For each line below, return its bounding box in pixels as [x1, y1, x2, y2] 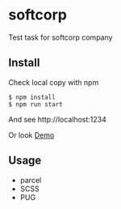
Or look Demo [8, 130, 55, 139]
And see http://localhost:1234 [8, 114, 106, 124]
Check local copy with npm [8, 77, 99, 87]
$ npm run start [8, 100, 63, 109]
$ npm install [8, 93, 56, 101]
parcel [19, 175, 42, 185]
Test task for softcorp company [8, 32, 113, 42]
